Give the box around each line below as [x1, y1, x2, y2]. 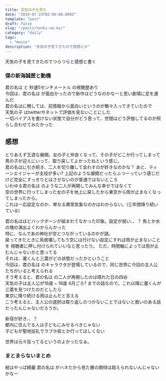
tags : [5, 35, 16, 40]
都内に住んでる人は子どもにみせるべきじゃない [5, 321, 101, 328]
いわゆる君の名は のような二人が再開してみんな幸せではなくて [5, 182, 132, 189]
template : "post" [5, 16, 41, 21]
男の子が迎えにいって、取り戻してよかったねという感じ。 [5, 157, 122, 164]
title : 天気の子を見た [5, 7, 47, 12]
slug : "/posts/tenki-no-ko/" [5, 26, 65, 31]
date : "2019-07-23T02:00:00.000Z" [5, 12, 77, 17]
